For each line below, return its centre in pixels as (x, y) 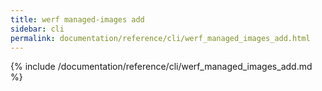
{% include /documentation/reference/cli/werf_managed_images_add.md (161, 67)
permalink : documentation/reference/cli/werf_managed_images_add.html (160, 38)
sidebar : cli (37, 29)
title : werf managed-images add (77, 19)
